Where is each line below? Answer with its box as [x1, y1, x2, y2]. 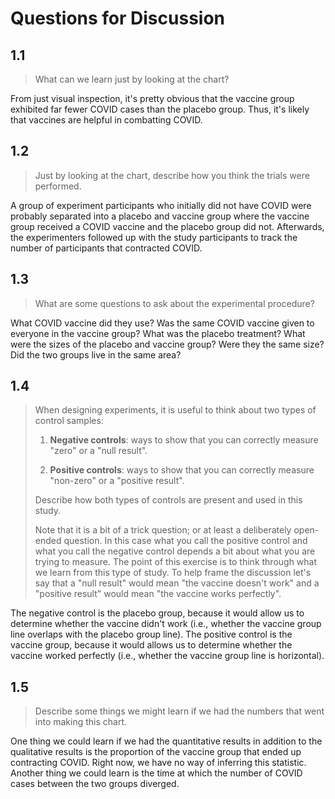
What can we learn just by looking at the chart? [34, 73, 230, 85]
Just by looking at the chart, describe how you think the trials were [34, 169, 310, 181]
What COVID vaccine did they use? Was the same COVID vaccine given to [10, 317, 315, 329]
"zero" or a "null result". [49, 445, 148, 457]
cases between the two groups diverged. [10, 778, 180, 790]
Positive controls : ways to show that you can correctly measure [49, 464, 315, 476]
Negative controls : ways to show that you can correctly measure [49, 434, 319, 446]
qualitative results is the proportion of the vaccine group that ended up [10, 746, 302, 758]
